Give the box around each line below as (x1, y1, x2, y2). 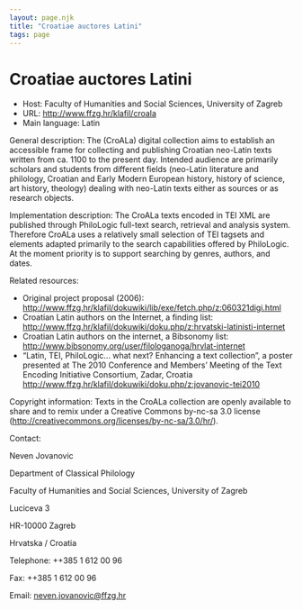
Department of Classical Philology (9, 468, 136, 478)
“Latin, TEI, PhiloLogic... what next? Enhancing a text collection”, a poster (22, 351, 293, 361)
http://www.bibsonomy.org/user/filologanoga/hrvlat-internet (22, 341, 245, 351)
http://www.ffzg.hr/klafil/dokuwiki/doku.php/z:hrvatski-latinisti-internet (22, 322, 286, 332)
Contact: (9, 433, 42, 444)
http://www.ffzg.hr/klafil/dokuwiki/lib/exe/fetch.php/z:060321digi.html (22, 303, 281, 314)
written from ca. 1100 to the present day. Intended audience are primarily (9, 154, 279, 165)
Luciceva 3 (9, 503, 50, 514)
